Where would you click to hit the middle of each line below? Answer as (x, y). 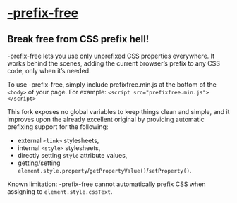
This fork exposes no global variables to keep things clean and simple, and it (119, 112)
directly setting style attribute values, (72, 155)
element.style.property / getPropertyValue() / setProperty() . (104, 170)
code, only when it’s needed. (49, 71)
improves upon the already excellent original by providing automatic (106, 119)
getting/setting (39, 163)
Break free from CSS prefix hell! (78, 39)
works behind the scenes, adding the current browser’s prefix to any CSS (114, 63)
